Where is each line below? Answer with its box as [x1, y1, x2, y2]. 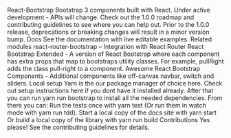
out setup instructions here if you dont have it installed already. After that [7, 86, 214, 95]
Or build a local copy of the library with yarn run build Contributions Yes [7, 116, 210, 124]
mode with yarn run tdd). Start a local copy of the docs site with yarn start [7, 108, 217, 117]
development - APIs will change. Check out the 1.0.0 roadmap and [7, 13, 195, 21]
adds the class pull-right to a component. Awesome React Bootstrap [7, 65, 201, 72]
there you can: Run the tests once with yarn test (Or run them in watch [7, 101, 206, 109]
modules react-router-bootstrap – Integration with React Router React [7, 43, 204, 50]
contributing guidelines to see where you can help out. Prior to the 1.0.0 [7, 21, 210, 28]
